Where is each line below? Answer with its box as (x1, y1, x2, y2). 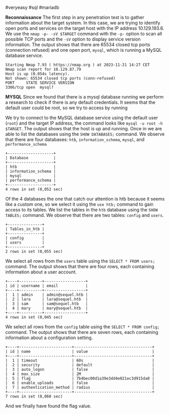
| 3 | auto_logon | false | (5, 367, 155, 372)
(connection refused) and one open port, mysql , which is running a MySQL (5, 47, 162, 53)
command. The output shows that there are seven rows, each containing (5, 329, 159, 335)
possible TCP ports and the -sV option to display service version (5, 36, 141, 42)
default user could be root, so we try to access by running (5, 105, 128, 111)
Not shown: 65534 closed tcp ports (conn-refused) (5, 76, 116, 81)
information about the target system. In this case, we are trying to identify (5, 20, 160, 26)
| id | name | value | (5, 349, 155, 354)
